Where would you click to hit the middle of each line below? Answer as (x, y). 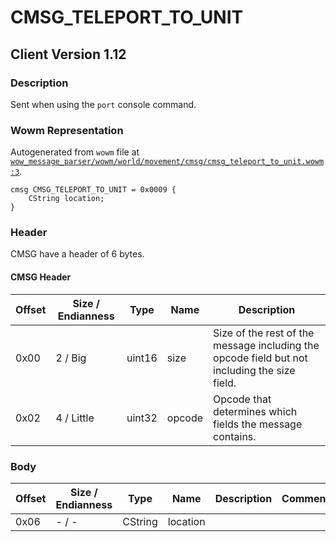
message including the (266, 345)
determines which (255, 411)
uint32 (142, 418)
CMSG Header (41, 277)
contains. (235, 436)
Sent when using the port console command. (103, 104)
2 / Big (71, 358)
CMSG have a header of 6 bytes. (77, 254)
